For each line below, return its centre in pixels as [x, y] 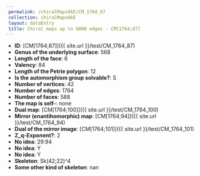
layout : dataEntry [31, 23]
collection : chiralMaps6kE [42, 17]
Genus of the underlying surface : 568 [62, 52]
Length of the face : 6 [41, 58]
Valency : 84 [30, 65]
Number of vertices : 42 [44, 84]
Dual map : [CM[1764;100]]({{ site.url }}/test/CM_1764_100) [86, 110]
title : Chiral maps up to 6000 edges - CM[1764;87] [74, 29]
